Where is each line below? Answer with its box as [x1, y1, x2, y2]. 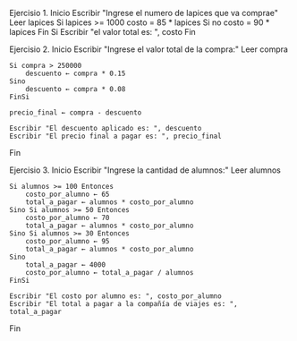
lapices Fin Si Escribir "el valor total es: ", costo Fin [9, 27, 197, 37]
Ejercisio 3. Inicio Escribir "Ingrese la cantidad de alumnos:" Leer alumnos [9, 165, 282, 175]
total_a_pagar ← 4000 [25, 260, 106, 269]
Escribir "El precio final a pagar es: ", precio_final [9, 132, 222, 141]
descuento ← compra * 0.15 [25, 69, 126, 78]
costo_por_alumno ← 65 [25, 190, 110, 199]
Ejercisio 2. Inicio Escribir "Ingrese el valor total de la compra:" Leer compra [9, 44, 289, 55]
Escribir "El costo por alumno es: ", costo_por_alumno [9, 292, 222, 301]
